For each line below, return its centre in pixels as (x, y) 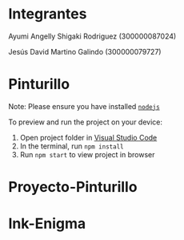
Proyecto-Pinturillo (73, 187)
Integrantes (48, 14)
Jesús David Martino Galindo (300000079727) (85, 51)
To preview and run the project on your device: (85, 122)
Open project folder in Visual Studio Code (88, 137)
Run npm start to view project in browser (87, 154)
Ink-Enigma (47, 224)
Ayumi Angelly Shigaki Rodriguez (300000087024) (92, 36)
